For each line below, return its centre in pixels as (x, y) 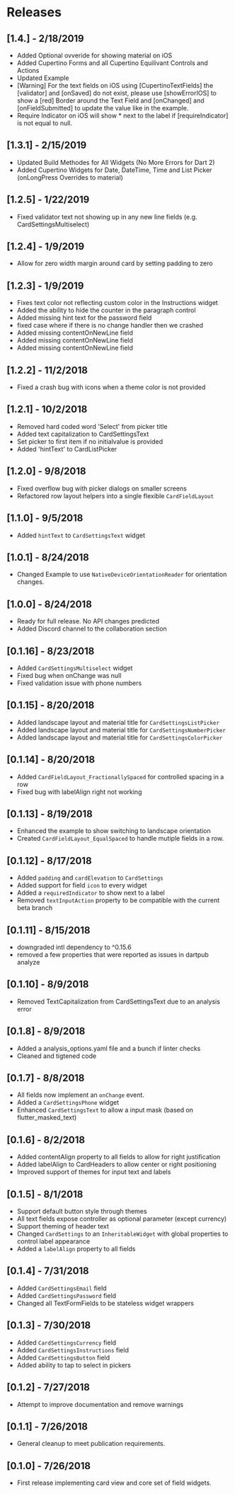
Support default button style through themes (82, 1212)
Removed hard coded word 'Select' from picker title (92, 426)
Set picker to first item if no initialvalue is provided (90, 441)
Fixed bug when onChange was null (69, 675)
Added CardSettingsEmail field (62, 1288)
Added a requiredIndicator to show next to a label (91, 893)
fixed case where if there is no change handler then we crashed (110, 326)
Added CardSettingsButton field (63, 1357)
